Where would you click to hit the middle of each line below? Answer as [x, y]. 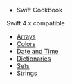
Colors [26, 44]
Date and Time [37, 51]
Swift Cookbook [39, 10]
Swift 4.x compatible [36, 23]
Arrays [26, 36]
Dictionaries [34, 59]
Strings [27, 73]
